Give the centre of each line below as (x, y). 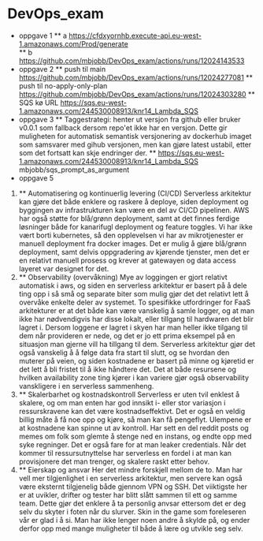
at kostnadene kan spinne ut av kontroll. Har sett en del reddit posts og (133, 427)
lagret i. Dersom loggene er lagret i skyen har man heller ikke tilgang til (133, 327)
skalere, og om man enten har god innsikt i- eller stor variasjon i (122, 402)
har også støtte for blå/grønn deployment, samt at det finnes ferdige (129, 218)
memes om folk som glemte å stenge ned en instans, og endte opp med (135, 436)
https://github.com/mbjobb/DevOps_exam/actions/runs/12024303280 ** (137, 94)
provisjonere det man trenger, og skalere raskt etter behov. (114, 461)
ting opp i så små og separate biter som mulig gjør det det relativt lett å (133, 293)
